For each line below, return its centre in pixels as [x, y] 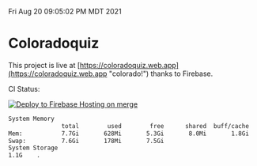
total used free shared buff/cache [155, 126]
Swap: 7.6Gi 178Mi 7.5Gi [86, 141]
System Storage [33, 148]
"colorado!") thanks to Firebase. [161, 74]
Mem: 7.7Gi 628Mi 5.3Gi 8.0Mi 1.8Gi [128, 134]
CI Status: [24, 89]
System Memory [32, 119]
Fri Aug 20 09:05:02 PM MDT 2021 [65, 11]
